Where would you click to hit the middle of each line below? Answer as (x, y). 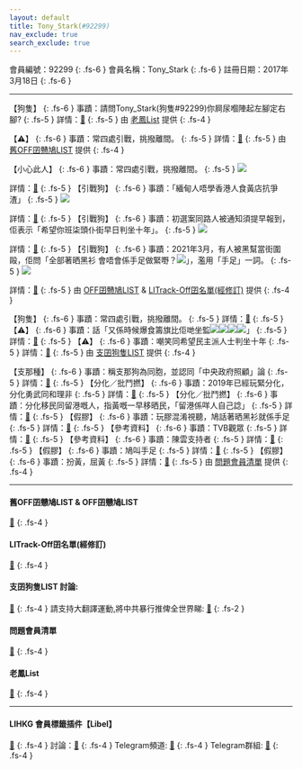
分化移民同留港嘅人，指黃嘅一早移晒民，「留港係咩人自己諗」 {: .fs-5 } (154, 405)
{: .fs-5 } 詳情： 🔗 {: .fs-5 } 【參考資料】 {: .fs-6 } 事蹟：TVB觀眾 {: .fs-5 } (143, 428)
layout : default (40, 18)
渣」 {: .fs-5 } (34, 200)
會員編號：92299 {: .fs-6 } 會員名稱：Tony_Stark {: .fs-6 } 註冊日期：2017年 (149, 69)
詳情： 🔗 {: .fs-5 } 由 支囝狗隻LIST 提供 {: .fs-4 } (109, 353)
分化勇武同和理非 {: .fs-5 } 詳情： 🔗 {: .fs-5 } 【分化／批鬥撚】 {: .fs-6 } (138, 394)
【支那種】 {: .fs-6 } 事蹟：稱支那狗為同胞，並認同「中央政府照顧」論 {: (142, 372)
